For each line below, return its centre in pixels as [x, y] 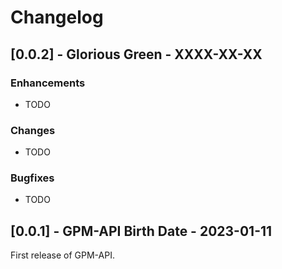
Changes [33, 130]
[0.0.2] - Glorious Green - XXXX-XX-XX [136, 54]
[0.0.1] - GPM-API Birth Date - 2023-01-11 [141, 231]
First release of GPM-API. [62, 255]
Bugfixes [32, 178]
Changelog [57, 17]
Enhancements [48, 83]
